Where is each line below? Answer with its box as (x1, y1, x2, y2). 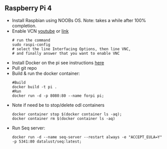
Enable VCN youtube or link (11, 28, 69, 34)
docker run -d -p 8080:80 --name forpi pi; (11, 93, 104, 98)
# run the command (11, 38, 50, 43)
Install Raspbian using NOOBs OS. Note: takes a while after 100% (11, 17, 146, 23)
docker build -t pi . (11, 84, 57, 89)
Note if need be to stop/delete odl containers (11, 102, 104, 108)
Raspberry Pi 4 (4, 4, 52, 13)
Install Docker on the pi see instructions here (11, 60, 104, 66)
